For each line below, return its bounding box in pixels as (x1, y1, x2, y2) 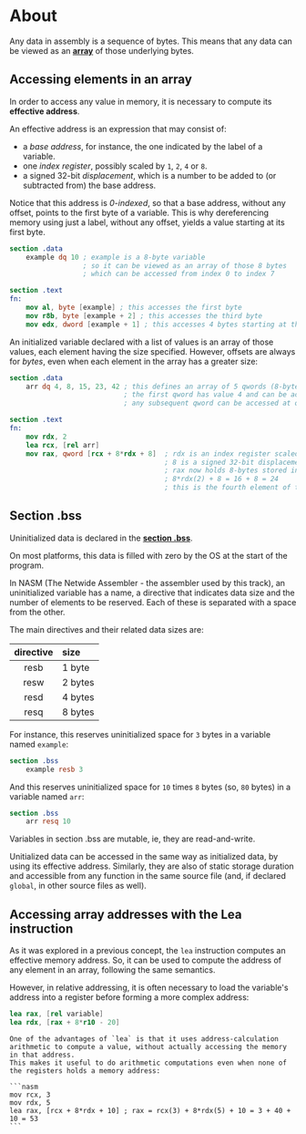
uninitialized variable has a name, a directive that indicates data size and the (9, 587, 295, 598)
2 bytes (62, 675, 95, 688)
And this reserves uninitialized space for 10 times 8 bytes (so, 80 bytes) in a (9, 781, 291, 792)
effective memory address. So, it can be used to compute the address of (9, 954, 282, 966)
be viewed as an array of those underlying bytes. (9, 45, 194, 56)
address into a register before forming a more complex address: (9, 992, 250, 1003)
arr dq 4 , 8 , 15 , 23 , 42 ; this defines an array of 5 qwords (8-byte (25, 382, 300, 391)
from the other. (9, 606, 66, 617)
